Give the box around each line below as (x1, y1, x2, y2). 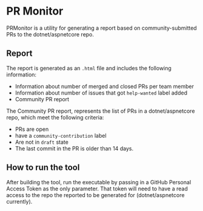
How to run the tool (6, 162, 80, 173)
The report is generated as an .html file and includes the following (6, 64, 171, 72)
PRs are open (15, 126, 49, 133)
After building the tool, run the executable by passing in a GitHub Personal (6, 178, 191, 186)
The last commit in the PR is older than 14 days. (15, 144, 134, 152)
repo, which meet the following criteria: (6, 113, 104, 121)
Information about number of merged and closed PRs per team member (15, 82, 195, 90)
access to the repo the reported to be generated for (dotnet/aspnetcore (6, 191, 185, 198)
